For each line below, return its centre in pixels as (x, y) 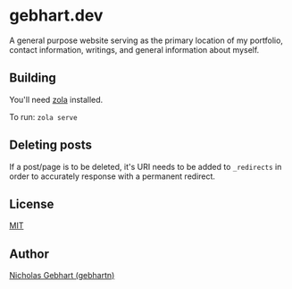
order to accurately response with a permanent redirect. (113, 176)
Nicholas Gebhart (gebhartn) (62, 276)
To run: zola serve (43, 116)
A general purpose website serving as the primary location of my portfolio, (146, 40)
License (32, 204)
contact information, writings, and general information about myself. (134, 49)
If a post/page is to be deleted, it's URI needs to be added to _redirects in (146, 166)
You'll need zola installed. (56, 99)
